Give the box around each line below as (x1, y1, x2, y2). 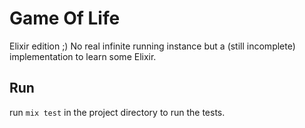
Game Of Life (9, 7, 121, 30)
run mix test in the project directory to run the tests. (9, 106, 226, 118)
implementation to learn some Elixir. (9, 50, 157, 62)
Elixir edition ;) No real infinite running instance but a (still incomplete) (9, 40, 296, 52)
